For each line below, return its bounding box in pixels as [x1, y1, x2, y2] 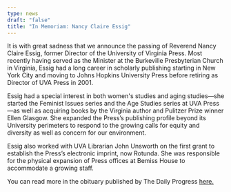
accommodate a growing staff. [7, 164, 94, 173]
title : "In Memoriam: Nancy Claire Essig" [7, 23, 131, 30]
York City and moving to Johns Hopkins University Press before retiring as [7, 71, 219, 79]
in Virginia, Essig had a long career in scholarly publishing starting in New [7, 64, 216, 73]
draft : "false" [7, 17, 51, 23]
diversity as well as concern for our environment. [7, 128, 147, 137]
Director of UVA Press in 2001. [7, 79, 94, 87]
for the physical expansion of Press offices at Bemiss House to [7, 157, 185, 165]
